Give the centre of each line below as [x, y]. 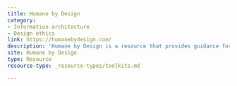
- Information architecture [49, 27]
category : [22, 20]
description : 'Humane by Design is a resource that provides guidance [113, 46]
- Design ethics [31, 33]
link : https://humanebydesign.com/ [60, 40]
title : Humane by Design [44, 14]
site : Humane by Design [42, 53]
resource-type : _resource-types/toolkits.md [74, 66]
